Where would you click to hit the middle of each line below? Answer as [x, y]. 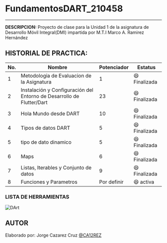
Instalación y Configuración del [57, 90]
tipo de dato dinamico [46, 142]
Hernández [17, 37]
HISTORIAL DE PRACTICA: [46, 53]
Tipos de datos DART [45, 128]
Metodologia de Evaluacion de [56, 76]
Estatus [146, 67]
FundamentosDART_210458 [64, 9]
